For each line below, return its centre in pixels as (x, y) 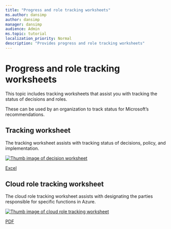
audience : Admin (22, 29)
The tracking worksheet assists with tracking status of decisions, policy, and (86, 143)
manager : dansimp (24, 24)
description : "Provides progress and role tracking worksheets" (75, 43)
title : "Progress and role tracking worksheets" (58, 10)
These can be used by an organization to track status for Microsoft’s (77, 109)
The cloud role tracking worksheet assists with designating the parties (79, 196)
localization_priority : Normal (39, 39)
